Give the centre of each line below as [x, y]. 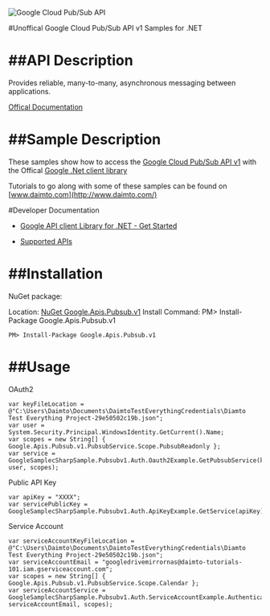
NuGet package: [35, 296]
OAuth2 [21, 389]
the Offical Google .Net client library [68, 170]
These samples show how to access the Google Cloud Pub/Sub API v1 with [133, 162]
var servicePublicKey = [48, 504]
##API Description [71, 61]
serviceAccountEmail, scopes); [61, 604]
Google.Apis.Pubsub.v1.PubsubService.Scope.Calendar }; [104, 583]
